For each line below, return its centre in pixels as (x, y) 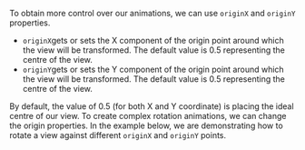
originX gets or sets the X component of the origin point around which (153, 40)
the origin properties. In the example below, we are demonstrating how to (146, 125)
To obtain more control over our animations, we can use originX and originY (152, 13)
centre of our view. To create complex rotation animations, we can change (148, 116)
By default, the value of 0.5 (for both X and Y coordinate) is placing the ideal (152, 106)
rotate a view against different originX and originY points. (118, 135)
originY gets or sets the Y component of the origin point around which (153, 69)
